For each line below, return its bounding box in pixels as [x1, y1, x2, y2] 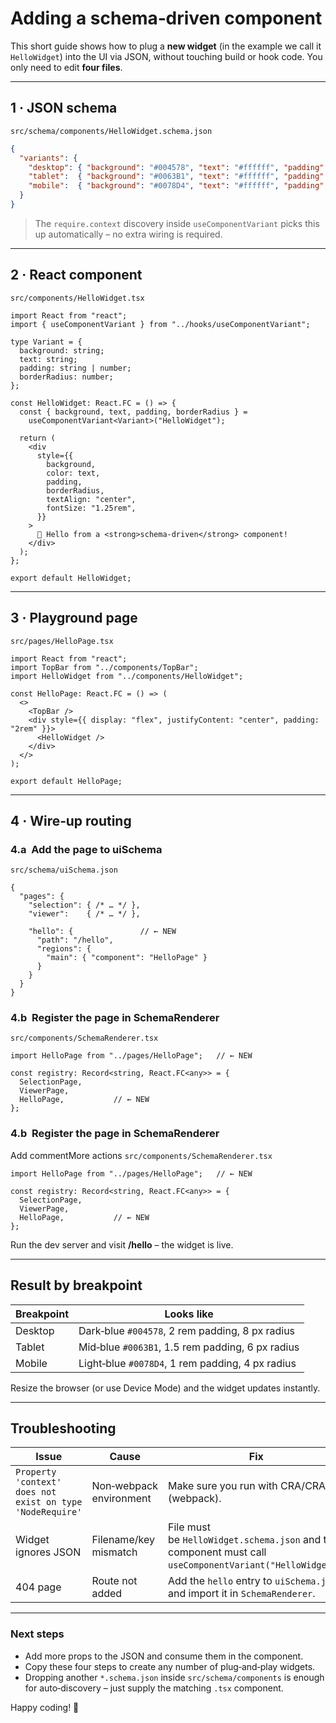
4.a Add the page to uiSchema [10, 842, 163, 856]
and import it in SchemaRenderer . [168, 1587, 316, 1601]
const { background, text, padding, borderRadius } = [19, 407, 248, 417]
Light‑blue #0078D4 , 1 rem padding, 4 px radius [78, 1356, 297, 1370]
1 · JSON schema [10, 100, 118, 117]
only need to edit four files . [10, 61, 123, 73]
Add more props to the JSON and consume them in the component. [24, 1650, 304, 1662]
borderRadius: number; [19, 372, 114, 382]
